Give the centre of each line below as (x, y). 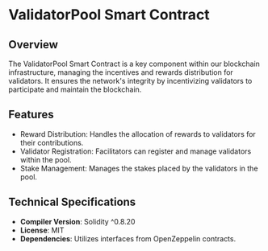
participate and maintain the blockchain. (75, 89)
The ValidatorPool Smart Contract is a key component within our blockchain (134, 64)
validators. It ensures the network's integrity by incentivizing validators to (130, 81)
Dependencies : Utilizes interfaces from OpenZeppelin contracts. (128, 238)
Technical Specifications (72, 202)
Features (31, 115)
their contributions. (52, 142)
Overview (33, 45)
